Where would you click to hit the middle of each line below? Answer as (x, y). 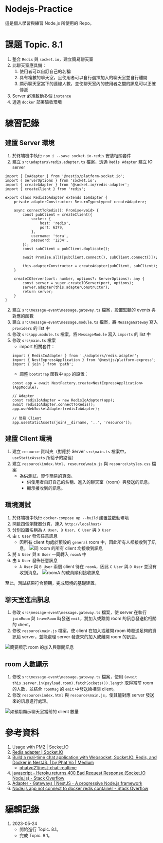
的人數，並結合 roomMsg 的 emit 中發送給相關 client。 (65, 689)
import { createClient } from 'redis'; (45, 189)
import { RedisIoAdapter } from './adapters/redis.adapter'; (75, 356)
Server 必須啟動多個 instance (42, 96)
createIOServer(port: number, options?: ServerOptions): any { (79, 279)
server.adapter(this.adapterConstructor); (66, 287)
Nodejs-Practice (39, 9)
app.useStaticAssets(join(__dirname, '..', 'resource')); (72, 422)
